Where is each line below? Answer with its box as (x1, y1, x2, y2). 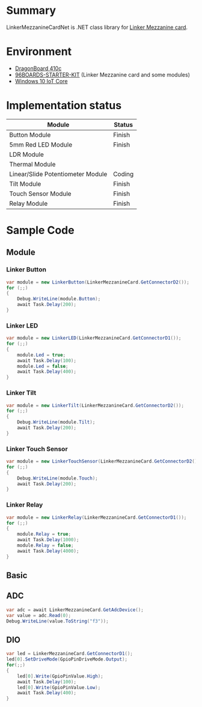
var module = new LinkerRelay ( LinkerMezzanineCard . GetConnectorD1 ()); (6, 514, 187, 521)
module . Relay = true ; (17, 531, 71, 537)
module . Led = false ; (17, 363, 69, 369)
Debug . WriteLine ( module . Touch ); (17, 475, 98, 481)
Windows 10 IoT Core (14, 77, 68, 84)
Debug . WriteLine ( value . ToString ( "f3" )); (6, 618, 109, 624)
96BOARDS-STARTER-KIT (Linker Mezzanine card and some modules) (14, 71, 191, 78)
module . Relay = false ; (17, 542, 74, 548)
